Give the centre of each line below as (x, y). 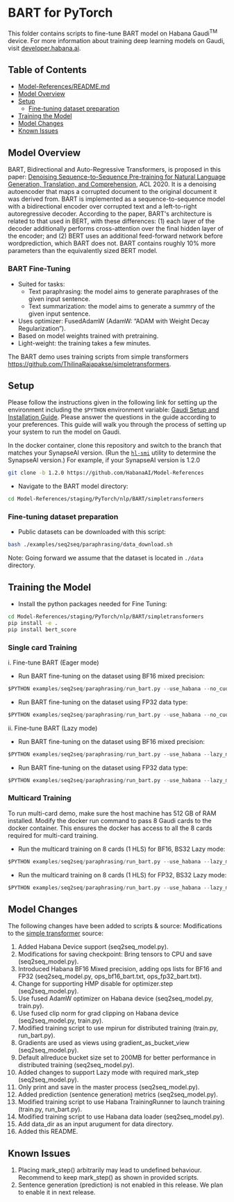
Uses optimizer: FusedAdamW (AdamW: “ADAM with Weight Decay (114, 320)
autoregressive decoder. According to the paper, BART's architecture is (110, 214)
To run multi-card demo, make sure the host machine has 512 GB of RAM (112, 813)
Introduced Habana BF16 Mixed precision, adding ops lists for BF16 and (120, 969)
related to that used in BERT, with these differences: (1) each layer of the (111, 221)
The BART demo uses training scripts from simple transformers (98, 357)
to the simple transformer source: (56, 934)
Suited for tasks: (41, 284)
